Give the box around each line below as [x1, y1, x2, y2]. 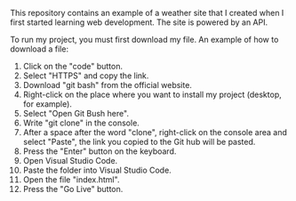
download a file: [10, 44, 69, 54]
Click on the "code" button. [22, 61, 124, 71]
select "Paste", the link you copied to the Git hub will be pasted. [22, 137, 256, 147]
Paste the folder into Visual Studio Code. [22, 165, 172, 175]
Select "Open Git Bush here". [22, 109, 130, 118]
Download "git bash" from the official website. [22, 80, 192, 90]
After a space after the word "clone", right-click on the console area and [22, 127, 287, 137]
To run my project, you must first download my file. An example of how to [10, 35, 279, 44]
